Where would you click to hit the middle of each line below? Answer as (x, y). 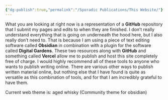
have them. (17, 82)
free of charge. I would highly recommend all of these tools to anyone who (82, 61)
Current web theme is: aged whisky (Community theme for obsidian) (76, 92)
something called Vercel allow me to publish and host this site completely (81, 56)
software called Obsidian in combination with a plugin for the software (78, 45)
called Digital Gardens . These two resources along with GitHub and (76, 50)
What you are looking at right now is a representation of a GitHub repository (84, 24)
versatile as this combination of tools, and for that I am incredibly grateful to (83, 77)
